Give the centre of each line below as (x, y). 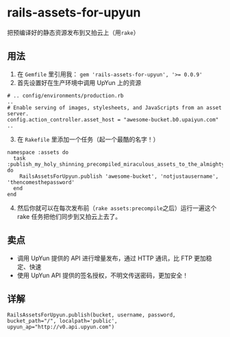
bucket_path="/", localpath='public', (62, 321)
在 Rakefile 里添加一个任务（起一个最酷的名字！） (88, 139)
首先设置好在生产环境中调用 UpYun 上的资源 (79, 82)
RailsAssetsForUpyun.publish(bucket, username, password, (91, 315)
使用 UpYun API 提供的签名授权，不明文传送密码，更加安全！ (103, 275)
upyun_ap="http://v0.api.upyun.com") (61, 327)
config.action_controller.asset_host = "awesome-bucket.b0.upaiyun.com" (113, 119)
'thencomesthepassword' (41, 182)
